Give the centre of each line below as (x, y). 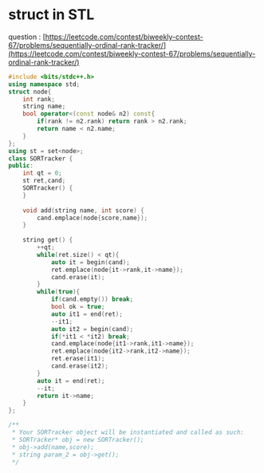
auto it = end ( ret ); (71, 380)
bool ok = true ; (78, 307)
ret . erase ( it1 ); (78, 359)
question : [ (27, 37)
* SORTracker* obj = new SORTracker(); (78, 439)
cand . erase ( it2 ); (80, 366)
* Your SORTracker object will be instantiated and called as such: (128, 432)
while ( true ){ (59, 292)
